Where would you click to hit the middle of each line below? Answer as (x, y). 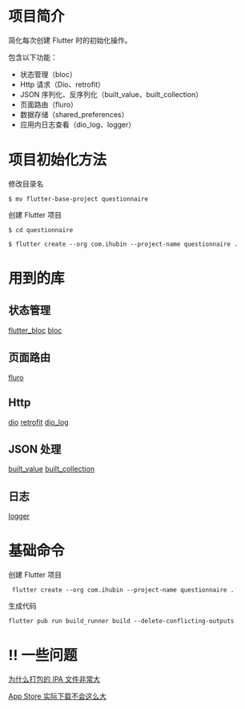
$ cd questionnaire (41, 230)
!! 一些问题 (43, 656)
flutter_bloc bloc (35, 330)
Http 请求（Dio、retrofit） (62, 84)
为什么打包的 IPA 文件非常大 (54, 679)
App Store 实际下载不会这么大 (57, 696)
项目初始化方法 (58, 160)
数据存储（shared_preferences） (74, 114)
